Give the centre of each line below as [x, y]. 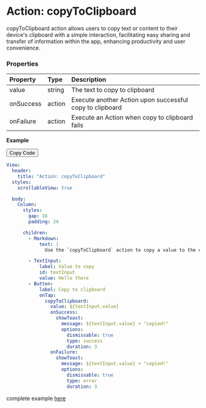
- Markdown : [44, 238]
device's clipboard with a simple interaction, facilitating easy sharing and [98, 34]
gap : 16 [38, 216]
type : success [85, 341]
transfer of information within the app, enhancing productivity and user [96, 41]
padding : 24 [44, 222]
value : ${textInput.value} [85, 307]
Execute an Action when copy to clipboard [132, 118]
